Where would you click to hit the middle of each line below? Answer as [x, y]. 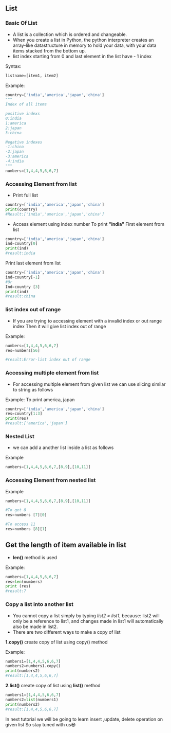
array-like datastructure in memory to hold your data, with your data [84, 45]
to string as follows [33, 389]
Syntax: [13, 66]
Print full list [25, 195]
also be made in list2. [35, 627]
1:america [16, 123]
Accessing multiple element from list [52, 373]
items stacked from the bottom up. [49, 50]
